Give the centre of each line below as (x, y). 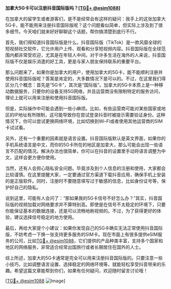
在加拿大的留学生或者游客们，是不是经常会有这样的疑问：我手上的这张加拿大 (85, 19)
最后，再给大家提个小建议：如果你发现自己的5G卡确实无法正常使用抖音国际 (84, 228)
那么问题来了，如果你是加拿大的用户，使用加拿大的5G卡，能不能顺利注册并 (84, 72)
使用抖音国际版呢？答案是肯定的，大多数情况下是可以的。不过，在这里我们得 (85, 79)
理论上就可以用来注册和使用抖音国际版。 (48, 98)
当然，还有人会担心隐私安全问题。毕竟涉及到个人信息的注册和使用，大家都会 (85, 168)
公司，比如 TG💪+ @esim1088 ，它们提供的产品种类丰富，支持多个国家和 (89, 241)
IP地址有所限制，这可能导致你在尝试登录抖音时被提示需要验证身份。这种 (90, 115)
